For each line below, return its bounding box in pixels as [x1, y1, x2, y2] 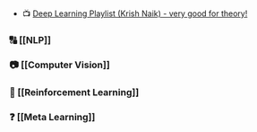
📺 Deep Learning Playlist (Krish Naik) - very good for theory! [21, 8, 248, 19]
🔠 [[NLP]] [9, 33, 52, 46]
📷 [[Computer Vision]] [9, 58, 110, 71]
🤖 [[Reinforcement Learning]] [9, 85, 140, 98]
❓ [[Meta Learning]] [9, 110, 96, 123]
